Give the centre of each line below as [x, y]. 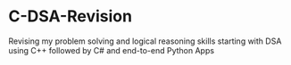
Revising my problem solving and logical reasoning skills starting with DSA [145, 41]
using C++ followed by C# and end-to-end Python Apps [112, 50]
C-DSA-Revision [71, 16]
